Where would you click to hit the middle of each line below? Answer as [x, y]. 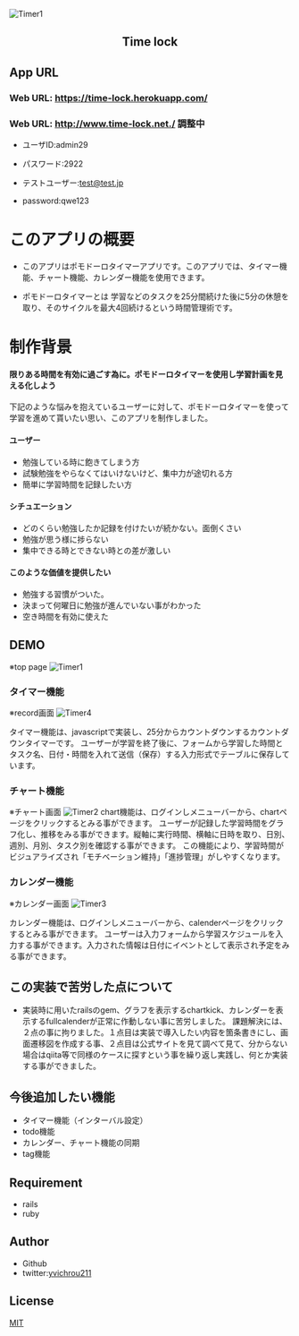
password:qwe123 [55, 201]
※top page [28, 666]
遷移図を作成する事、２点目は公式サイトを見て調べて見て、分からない [159, 1044]
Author [29, 1242]
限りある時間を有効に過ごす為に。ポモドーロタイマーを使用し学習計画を [142, 374]
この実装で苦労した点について [91, 987]
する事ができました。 [61, 1066]
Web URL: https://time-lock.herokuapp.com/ [108, 98]
